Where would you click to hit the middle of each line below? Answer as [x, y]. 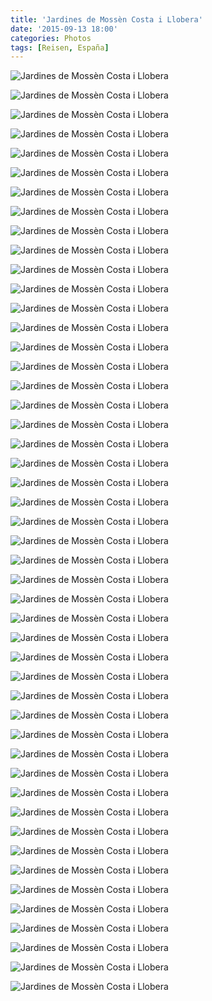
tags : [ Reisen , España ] [60, 47]
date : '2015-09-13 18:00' [64, 29]
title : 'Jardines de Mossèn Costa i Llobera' [106, 19]
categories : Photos [51, 38]
